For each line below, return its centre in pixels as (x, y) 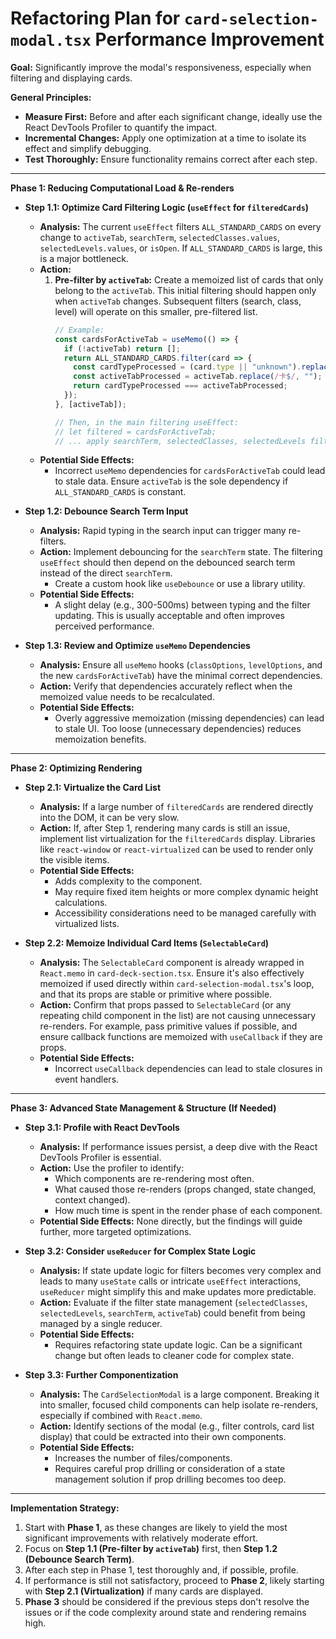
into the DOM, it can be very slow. (109, 818)
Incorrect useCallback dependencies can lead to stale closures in (188, 1069)
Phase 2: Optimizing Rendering (76, 768)
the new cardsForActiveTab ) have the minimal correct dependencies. (181, 676)
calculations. (81, 903)
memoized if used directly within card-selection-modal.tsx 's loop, (177, 984)
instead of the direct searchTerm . (106, 573)
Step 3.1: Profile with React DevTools (102, 1128)
